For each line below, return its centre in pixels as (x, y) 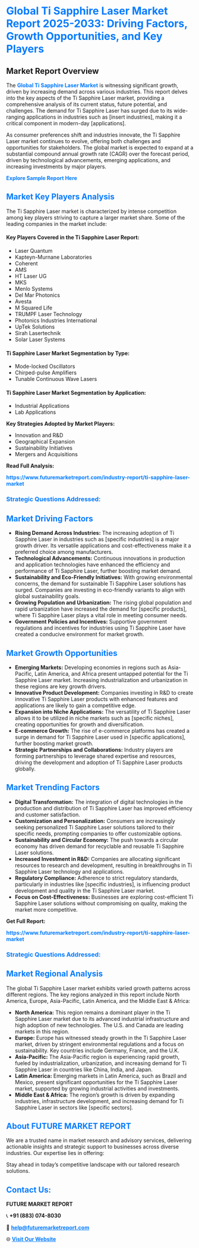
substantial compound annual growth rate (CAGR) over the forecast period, (98, 154)
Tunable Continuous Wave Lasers (56, 379)
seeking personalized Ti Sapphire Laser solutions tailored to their (94, 827)
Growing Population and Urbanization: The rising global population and (103, 603)
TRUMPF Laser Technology (48, 314)
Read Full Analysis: (30, 466)
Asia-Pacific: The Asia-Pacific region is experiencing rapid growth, (97, 1057)
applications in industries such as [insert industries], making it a (104, 117)
